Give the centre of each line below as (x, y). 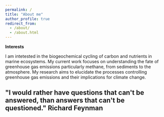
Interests (15, 47)
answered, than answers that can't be (65, 100)
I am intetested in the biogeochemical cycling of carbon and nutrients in (79, 56)
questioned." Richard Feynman (54, 108)
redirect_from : (21, 23)
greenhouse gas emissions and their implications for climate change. (76, 77)
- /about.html (24, 33)
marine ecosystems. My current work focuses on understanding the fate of (82, 61)
